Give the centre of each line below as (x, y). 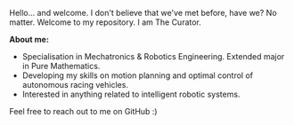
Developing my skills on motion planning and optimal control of (138, 75)
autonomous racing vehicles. (75, 85)
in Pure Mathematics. (61, 66)
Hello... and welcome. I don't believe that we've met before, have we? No (143, 13)
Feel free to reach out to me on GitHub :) (83, 111)
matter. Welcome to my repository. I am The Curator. (106, 22)
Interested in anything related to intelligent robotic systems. (131, 94)
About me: (29, 39)
